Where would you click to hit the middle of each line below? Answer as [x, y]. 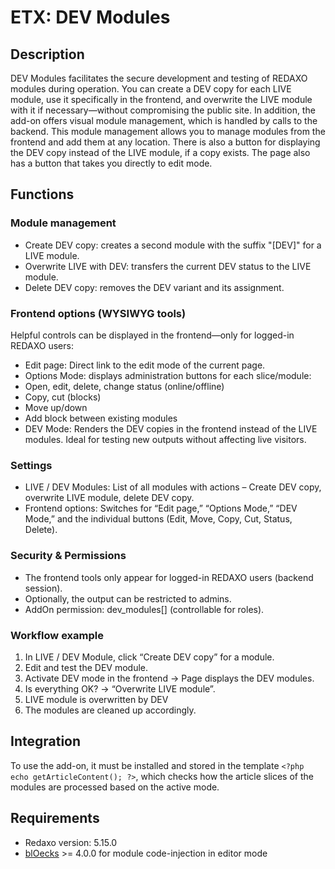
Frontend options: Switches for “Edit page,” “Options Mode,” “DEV [161, 508]
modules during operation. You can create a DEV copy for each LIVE [151, 89]
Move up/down [56, 407]
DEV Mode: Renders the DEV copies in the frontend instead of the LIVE [171, 428]
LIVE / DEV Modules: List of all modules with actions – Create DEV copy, [173, 487]
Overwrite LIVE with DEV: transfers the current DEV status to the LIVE [168, 266]
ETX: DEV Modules [90, 17]
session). [43, 588]
